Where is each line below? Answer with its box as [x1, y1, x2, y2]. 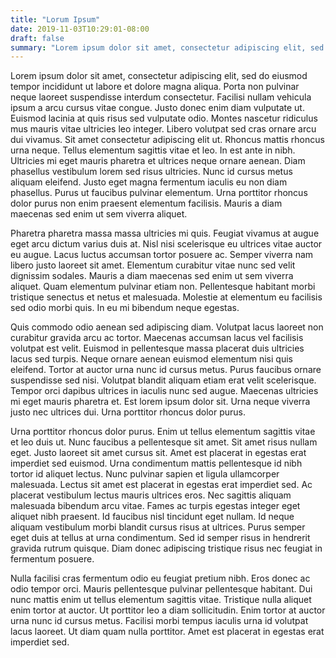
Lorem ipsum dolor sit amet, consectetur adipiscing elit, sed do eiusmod [10, 70, 308, 82]
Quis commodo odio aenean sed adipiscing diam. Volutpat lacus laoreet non [10, 321, 324, 333]
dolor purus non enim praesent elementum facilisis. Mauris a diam [10, 197, 283, 210]
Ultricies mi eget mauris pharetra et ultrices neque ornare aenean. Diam [10, 155, 306, 167]
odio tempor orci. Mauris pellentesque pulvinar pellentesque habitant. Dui [10, 583, 313, 595]
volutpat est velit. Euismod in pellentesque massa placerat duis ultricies [10, 342, 305, 355]
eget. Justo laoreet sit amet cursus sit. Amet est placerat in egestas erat [10, 447, 307, 459]
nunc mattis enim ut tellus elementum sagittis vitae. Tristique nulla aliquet [10, 594, 312, 606]
